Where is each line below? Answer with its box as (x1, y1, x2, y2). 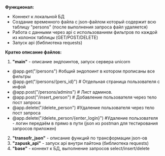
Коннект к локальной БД (12, 14, 65, 19)
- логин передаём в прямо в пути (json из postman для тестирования (12, 120, 158, 126)
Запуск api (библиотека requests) (12, 40, 83, 46)
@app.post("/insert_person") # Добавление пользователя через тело (12, 94, 157, 100)
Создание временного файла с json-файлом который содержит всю (12, 19, 157, 25)
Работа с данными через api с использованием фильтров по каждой (12, 29, 158, 35)
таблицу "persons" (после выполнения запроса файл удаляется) (12, 24, 148, 30)
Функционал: (5, 4, 34, 10)
